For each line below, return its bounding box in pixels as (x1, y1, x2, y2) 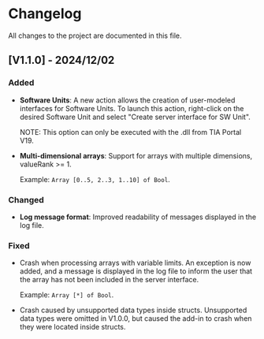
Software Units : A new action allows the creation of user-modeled (19, 95, 236, 105)
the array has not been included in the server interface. (19, 275, 199, 285)
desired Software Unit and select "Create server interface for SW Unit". (19, 112, 251, 121)
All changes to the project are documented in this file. (8, 31, 183, 40)
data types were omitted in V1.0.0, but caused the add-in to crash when (19, 314, 252, 323)
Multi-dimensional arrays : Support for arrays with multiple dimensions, (19, 151, 253, 160)
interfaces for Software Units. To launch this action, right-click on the (19, 103, 244, 113)
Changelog (8, 5, 82, 23)
